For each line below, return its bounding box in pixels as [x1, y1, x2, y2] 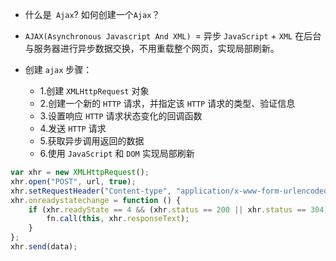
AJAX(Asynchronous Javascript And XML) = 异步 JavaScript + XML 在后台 [24, 30, 322, 42]
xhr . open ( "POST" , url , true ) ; [10, 176, 137, 187]
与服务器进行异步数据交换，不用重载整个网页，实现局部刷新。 [24, 43, 280, 54]
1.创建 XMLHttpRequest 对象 [39, 85, 150, 97]
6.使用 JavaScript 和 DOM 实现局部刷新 [39, 148, 195, 159]
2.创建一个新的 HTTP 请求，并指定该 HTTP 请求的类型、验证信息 [39, 98, 296, 109]
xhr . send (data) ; [10, 242, 78, 252]
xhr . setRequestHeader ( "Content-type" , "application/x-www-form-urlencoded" [10, 186, 333, 196]
